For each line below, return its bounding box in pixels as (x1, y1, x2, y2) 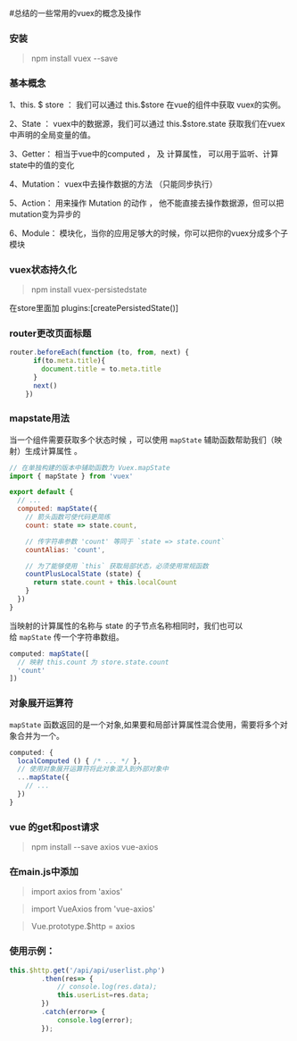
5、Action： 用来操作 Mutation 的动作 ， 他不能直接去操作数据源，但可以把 (9, 197, 285, 208)
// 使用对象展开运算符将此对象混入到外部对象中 (17, 765, 169, 774)
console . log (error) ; (56, 1015, 134, 1025)
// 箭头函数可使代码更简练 (25, 513, 111, 522)
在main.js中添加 (9, 866, 78, 877)
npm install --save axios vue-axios (30, 842, 159, 852)
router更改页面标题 (9, 327, 92, 340)
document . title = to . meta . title (41, 365, 162, 374)
